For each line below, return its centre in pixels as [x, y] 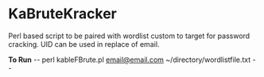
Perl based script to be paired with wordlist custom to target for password [129, 36]
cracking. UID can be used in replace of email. [84, 44]
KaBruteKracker [62, 14]
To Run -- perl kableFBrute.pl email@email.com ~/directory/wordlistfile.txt [130, 60]
